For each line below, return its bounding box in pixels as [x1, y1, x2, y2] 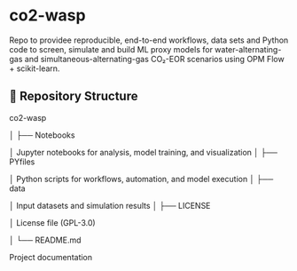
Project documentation [9, 251, 93, 262]
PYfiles [9, 156, 35, 167]
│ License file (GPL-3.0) [9, 217, 96, 227]
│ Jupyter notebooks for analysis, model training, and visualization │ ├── [9, 147, 277, 157]
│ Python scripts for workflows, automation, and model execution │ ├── [9, 173, 274, 184]
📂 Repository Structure [9, 89, 138, 104]
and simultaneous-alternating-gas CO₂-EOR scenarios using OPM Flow [24, 53, 285, 64]
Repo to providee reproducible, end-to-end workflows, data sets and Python [9, 35, 289, 45]
